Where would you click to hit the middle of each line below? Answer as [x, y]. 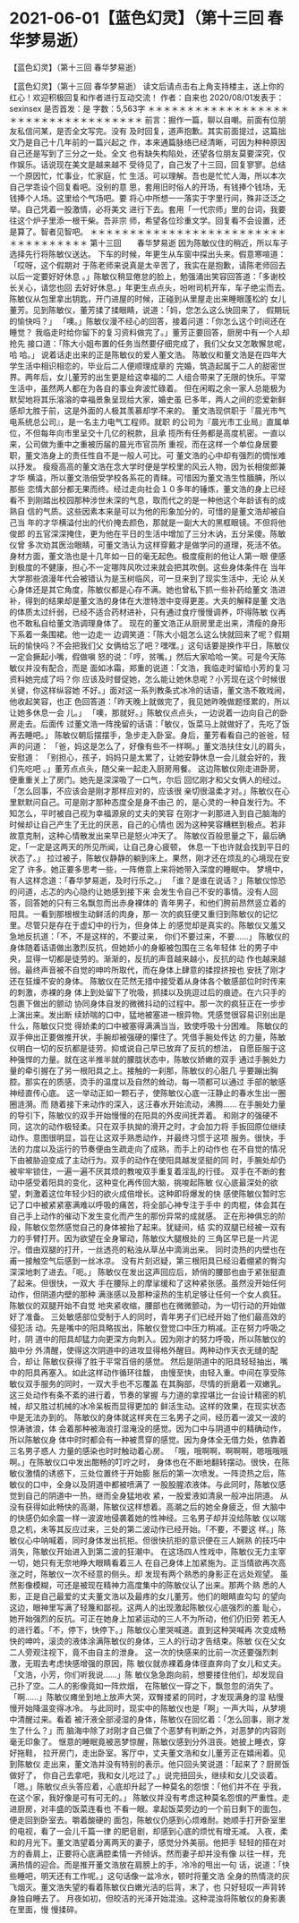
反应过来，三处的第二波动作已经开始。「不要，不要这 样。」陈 [175, 1529]
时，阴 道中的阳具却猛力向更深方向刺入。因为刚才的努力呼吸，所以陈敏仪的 [148, 1339]
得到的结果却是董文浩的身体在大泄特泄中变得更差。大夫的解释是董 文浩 [155, 600]
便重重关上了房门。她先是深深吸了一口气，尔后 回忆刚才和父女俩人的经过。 [148, 779]
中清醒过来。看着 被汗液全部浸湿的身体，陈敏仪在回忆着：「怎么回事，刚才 [145, 1719]
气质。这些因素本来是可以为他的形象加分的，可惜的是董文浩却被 [160, 511]
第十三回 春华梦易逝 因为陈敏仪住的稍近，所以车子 [188, 243]
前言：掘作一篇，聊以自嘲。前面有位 [211, 119]
